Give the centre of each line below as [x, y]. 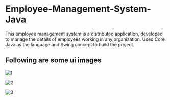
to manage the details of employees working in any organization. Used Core [85, 39]
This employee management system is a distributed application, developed [84, 34]
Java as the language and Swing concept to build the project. [70, 44]
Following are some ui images [53, 61]
